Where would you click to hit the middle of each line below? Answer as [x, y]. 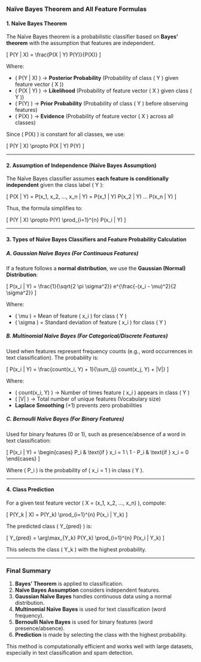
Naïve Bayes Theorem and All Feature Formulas [77, 9]
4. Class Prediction [30, 490]
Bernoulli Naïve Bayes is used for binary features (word [84, 622]
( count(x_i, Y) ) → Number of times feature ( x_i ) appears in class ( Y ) [102, 392]
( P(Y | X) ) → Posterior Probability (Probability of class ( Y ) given [97, 78]
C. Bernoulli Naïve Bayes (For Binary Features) [65, 419]
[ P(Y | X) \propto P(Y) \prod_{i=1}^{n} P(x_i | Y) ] [66, 220]
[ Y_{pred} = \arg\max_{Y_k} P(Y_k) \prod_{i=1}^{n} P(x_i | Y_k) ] [85, 538]
